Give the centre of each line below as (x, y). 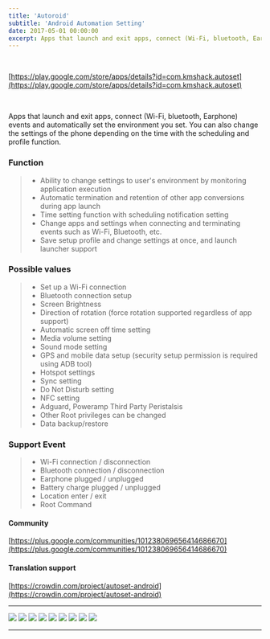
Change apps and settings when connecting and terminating (140, 223)
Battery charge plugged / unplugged (100, 488)
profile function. (35, 142)
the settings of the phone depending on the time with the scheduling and (129, 133)
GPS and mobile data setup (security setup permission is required (149, 355)
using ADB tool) (66, 363)
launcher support (69, 248)
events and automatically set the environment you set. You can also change (133, 125)
